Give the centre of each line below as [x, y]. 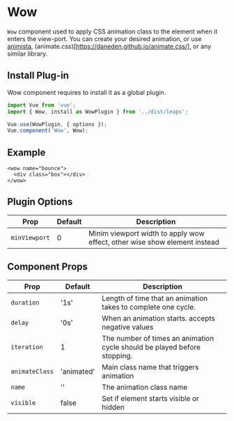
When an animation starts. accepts [159, 318]
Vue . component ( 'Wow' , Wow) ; [48, 131]
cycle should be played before [151, 347]
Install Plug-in [38, 76]
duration [25, 303]
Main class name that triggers [150, 367]
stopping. [117, 355]
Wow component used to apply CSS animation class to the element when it [112, 31]
